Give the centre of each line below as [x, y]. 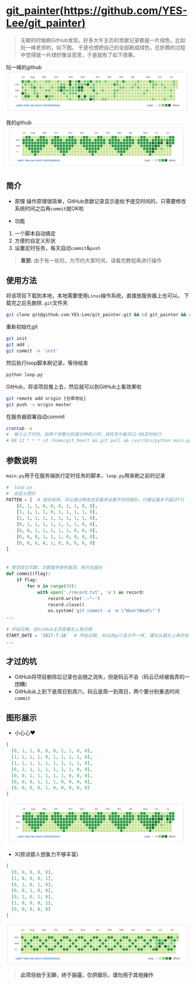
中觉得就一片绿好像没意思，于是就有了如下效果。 [79, 54]
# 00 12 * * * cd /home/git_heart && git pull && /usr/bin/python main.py [99, 441]
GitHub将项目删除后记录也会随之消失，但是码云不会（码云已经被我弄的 [99, 677]
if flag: [27, 580]
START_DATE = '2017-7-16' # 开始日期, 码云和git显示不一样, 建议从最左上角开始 [97, 635]
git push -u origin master [39, 404]
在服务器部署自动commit [36, 416]
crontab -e [19, 428]
